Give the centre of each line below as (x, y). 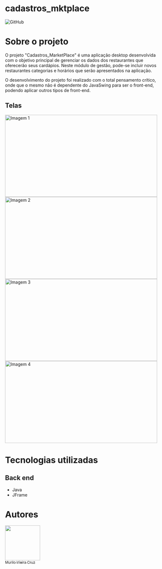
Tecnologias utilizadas (52, 460)
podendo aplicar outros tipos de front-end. (48, 90)
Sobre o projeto (37, 42)
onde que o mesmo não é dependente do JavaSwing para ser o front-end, (80, 85)
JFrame (20, 495)
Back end (19, 478)
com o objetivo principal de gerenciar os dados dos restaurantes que (74, 60)
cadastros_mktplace (47, 9)
